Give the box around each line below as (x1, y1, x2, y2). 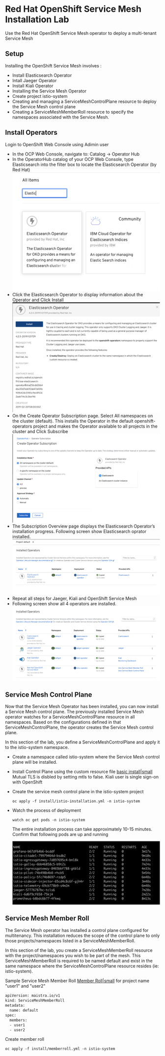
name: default (9, 1008, 38, 1013)
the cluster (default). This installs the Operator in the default (12, 418, 134, 424)
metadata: (5, 1003, 26, 1008)
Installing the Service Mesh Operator (12, 88, 87, 94)
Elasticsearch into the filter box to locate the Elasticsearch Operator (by (12, 161, 157, 167)
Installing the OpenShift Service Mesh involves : (5, 62, 102, 68)
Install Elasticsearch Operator (12, 72, 72, 78)
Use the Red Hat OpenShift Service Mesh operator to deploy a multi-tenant (5, 30, 157, 36)
